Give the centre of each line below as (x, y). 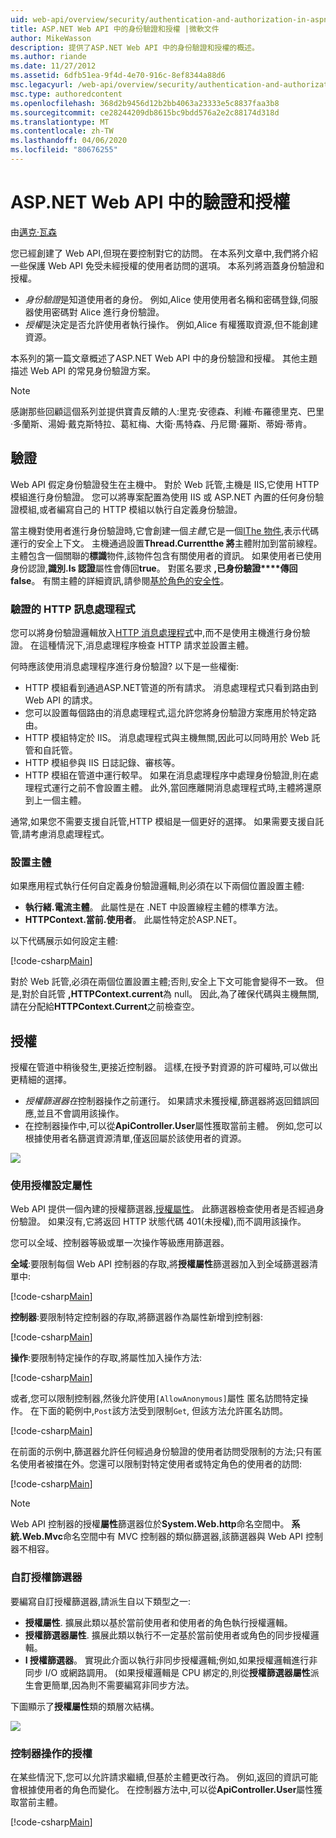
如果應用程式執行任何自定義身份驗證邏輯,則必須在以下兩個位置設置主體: (157, 886)
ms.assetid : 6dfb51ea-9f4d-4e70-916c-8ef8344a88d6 (118, 76)
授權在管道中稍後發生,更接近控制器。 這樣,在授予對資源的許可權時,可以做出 (164, 1067)
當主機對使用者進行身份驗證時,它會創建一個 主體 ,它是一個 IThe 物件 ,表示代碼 (165, 530)
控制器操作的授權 (51, 1753)
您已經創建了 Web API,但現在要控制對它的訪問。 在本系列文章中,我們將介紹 (164, 253)
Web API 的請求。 (61, 700)
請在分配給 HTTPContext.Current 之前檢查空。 (105, 1007)
